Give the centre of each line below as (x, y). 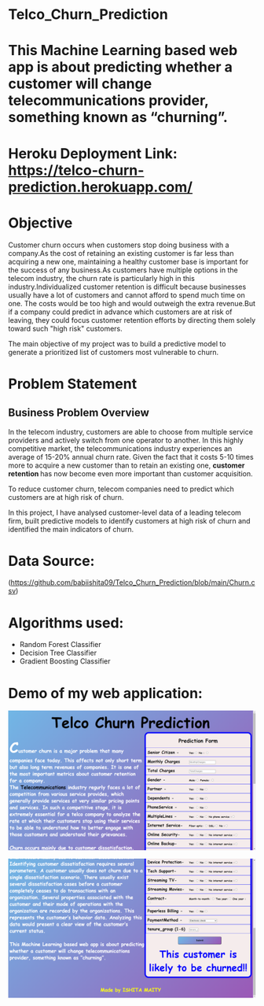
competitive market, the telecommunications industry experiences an (120, 448)
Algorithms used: (66, 623)
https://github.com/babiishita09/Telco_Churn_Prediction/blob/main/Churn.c (133, 583)
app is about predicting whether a (121, 67)
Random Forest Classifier (60, 645)
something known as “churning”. (118, 118)
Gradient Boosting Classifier (65, 661)
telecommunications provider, (108, 101)
